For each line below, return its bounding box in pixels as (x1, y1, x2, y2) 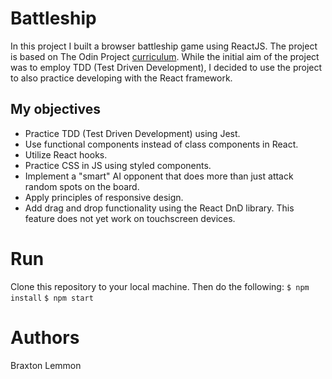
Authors (10, 326, 80, 349)
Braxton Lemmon (10, 359, 82, 371)
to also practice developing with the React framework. (10, 72, 233, 84)
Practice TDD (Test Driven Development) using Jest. (24, 127, 241, 139)
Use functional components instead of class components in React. (24, 138, 299, 150)
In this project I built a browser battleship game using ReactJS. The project (10, 40, 318, 52)
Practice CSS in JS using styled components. (24, 159, 212, 171)
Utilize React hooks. (24, 148, 108, 161)
